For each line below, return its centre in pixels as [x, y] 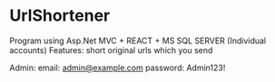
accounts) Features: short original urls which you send [111, 50]
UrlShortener [60, 16]
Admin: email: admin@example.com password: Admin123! [118, 68]
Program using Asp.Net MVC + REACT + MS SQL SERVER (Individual [137, 41]
